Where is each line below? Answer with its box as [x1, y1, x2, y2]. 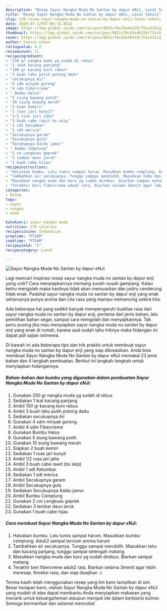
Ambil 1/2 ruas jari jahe [12, 456, 59, 462]
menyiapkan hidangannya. [5, 363, 59, 369]
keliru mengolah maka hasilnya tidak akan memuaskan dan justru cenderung [5, 286, 162, 292]
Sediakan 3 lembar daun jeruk [12, 504, 74, 509]
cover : [5, 35, 19, 40]
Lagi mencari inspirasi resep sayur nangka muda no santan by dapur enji [5, 275, 154, 281]
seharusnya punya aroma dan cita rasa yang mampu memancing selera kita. [5, 297, 162, 303]
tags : [5, 197, 17, 202]
